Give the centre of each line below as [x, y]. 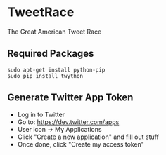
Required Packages [51, 54]
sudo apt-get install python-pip [56, 70]
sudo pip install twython [45, 76]
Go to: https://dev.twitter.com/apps [68, 122]
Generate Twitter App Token [70, 98]
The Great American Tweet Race [55, 32]
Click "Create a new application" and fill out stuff [88, 137]
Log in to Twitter [41, 114]
